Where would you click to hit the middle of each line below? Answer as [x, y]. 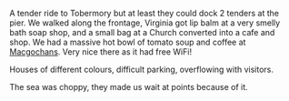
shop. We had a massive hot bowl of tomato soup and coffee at [128, 42]
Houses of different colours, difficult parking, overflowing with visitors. [142, 69]
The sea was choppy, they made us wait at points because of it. [129, 87]
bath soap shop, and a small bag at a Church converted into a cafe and [142, 32]
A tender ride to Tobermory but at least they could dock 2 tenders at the [144, 13]
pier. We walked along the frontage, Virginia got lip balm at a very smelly [145, 23]
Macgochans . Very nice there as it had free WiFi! [101, 52]
